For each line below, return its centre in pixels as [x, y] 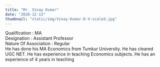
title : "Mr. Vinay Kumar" [32, 10]
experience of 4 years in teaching [40, 60]
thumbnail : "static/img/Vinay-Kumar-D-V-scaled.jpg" [61, 19]
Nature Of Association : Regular [38, 44]
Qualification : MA [24, 33]
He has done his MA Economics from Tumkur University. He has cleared [79, 49]
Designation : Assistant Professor [39, 38]
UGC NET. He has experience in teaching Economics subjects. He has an [80, 54]
